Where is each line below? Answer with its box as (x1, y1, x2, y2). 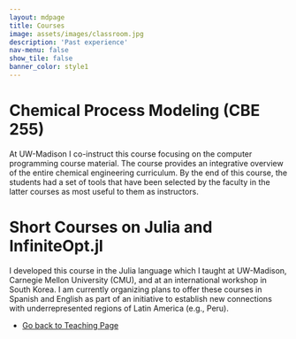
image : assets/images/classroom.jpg (9, 29, 144, 38)
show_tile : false (9, 54, 73, 63)
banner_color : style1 (9, 63, 89, 72)
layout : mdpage (9, 12, 65, 22)
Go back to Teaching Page (21, 320, 119, 330)
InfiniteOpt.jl (9, 236, 103, 256)
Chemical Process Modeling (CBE (9, 101, 261, 120)
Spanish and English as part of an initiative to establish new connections (9, 293, 272, 304)
